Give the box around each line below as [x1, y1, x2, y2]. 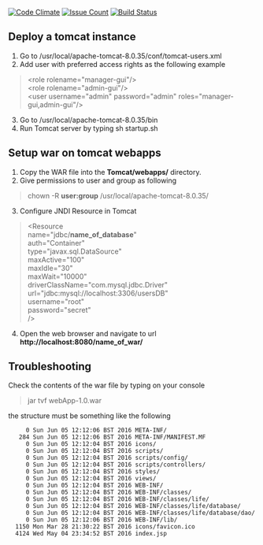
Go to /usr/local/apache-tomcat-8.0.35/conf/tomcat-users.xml [19, 51, 222, 61]
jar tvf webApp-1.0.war [27, 396, 102, 406]
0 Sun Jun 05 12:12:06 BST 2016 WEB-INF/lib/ [25, 516, 178, 524]
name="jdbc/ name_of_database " [27, 229, 138, 239]
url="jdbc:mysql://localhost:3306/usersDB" [27, 288, 169, 298]
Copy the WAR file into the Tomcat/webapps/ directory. [19, 167, 202, 176]
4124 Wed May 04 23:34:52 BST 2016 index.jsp [15, 530, 168, 538]
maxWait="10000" [27, 272, 87, 281]
